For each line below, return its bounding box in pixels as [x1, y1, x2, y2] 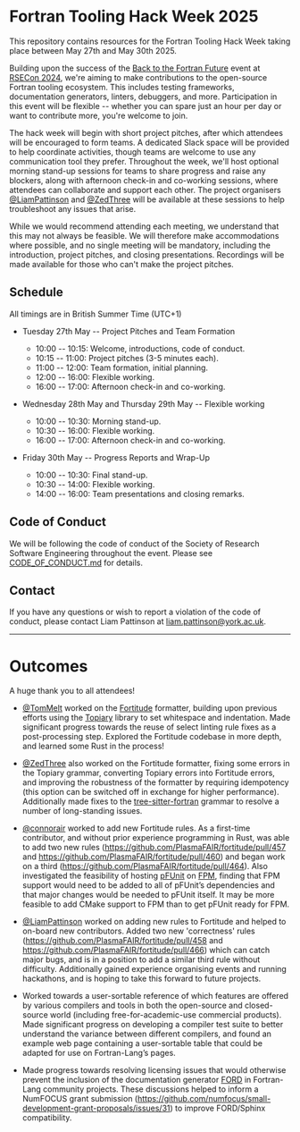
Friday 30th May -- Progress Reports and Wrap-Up [21, 452, 211, 462]
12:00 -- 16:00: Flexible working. [35, 371, 154, 382]
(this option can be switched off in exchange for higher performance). [21, 787, 279, 798]
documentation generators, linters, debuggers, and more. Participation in [9, 91, 278, 102]
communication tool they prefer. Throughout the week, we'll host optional [9, 156, 279, 166]
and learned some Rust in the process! [21, 740, 165, 752]
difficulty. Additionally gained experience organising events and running [21, 964, 287, 975]
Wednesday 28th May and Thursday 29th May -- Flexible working [21, 398, 265, 409]
